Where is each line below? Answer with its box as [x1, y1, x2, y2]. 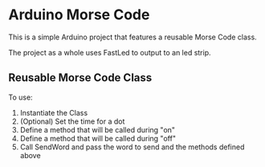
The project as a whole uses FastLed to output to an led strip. [8, 47, 211, 57]
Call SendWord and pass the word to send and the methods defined [19, 142, 245, 152]
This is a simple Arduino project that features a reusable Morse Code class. [8, 32, 257, 42]
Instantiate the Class [19, 108, 88, 117]
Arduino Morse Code [8, 6, 150, 24]
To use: [8, 92, 34, 102]
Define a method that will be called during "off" [19, 133, 177, 143]
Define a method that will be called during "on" [19, 124, 175, 134]
